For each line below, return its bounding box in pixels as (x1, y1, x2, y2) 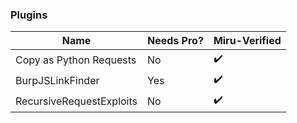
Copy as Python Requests (15, 53, 137, 67)
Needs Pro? (147, 34, 204, 48)
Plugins (10, 8, 48, 22)
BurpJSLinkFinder (15, 73, 100, 87)
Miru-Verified (213, 34, 282, 48)
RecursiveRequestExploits (15, 94, 138, 108)
